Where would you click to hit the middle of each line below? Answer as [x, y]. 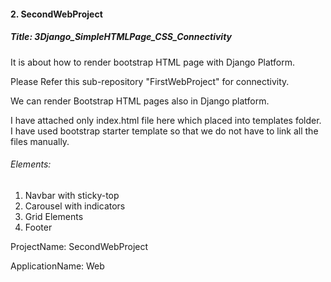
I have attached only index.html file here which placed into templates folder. [166, 120]
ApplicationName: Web [57, 266]
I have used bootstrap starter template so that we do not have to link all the [164, 131]
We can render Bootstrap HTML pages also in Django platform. [140, 101]
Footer [38, 227]
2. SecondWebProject [56, 14]
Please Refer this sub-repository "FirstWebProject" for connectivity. [150, 81]
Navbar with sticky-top [72, 195]
